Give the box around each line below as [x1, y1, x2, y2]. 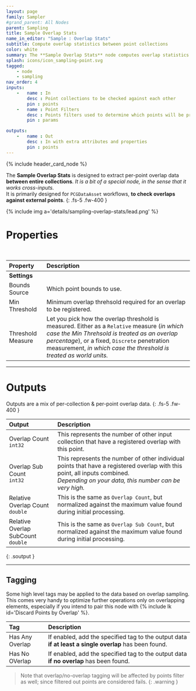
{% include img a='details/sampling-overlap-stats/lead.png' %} [6, 208, 159, 215]
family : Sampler [6, 14, 45, 20]
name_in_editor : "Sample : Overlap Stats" [6, 36, 111, 42]
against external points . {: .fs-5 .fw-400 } [6, 197, 107, 204]
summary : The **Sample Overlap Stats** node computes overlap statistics [6, 52, 190, 58]
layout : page [6, 8, 38, 15]
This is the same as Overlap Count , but [57, 493, 163, 501]
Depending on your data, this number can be [57, 476, 181, 484]
